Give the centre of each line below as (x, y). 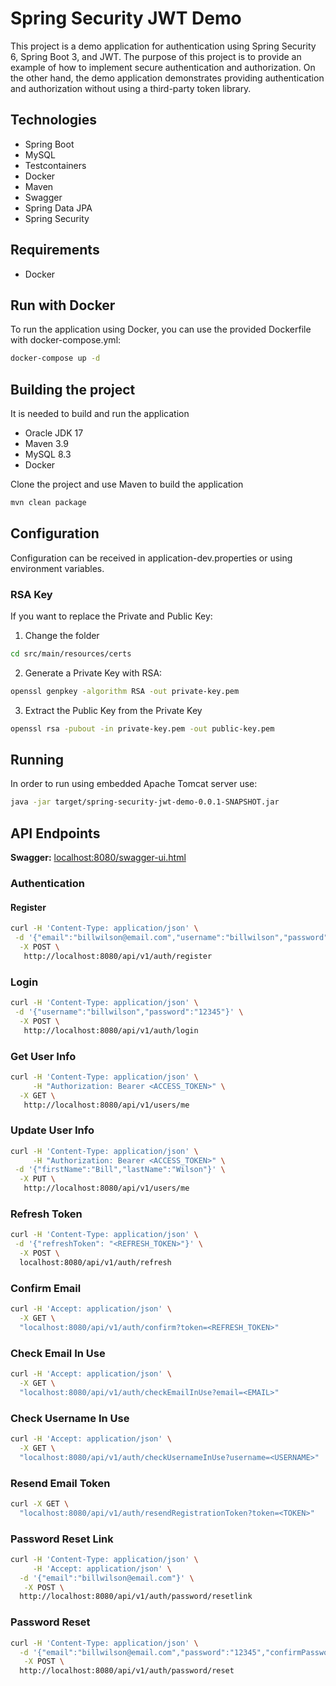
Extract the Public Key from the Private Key (113, 710)
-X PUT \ (37, 1179)
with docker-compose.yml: (66, 340)
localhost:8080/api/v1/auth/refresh (95, 1262)
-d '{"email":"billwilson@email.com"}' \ (107, 1578)
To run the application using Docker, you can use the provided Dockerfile (161, 329)
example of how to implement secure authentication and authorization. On (163, 67)
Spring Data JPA (58, 208)
